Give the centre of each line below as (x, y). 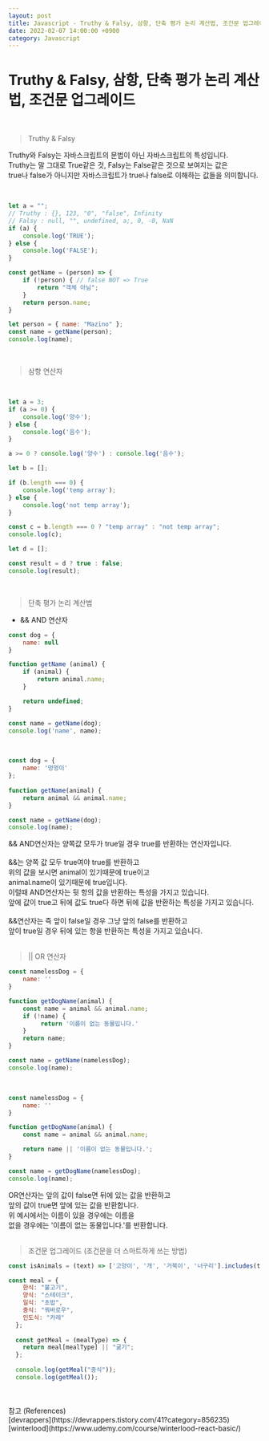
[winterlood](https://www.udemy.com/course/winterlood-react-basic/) (125, 1428)
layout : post (30, 16)
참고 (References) (37, 1411)
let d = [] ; (28, 549)
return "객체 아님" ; (68, 287)
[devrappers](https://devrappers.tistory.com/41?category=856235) (119, 1419)
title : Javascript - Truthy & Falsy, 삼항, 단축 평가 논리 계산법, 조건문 (124, 23)
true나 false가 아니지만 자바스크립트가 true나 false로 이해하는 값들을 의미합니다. (133, 175)
